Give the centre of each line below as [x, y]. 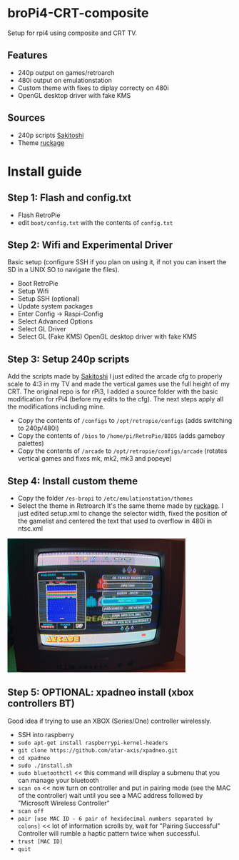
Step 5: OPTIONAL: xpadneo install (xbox [101, 692]
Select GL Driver [42, 329]
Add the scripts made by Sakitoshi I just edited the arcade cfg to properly [115, 376]
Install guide [45, 171]
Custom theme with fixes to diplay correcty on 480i [93, 88]
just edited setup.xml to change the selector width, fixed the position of [122, 513]
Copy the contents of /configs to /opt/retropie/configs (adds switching [125, 421]
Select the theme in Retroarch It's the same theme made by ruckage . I [120, 506]
